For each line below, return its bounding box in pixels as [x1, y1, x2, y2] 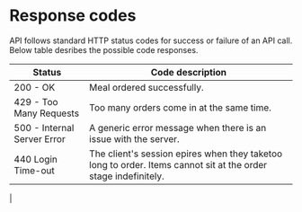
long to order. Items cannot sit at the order [89, 158, 268, 171]
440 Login [13, 153, 58, 165]
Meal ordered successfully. [89, 81, 204, 93]
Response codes [9, 5, 137, 26]
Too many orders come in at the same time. [89, 101, 272, 113]
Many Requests [13, 107, 79, 119]
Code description [150, 66, 227, 78]
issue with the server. [89, 132, 180, 145]
